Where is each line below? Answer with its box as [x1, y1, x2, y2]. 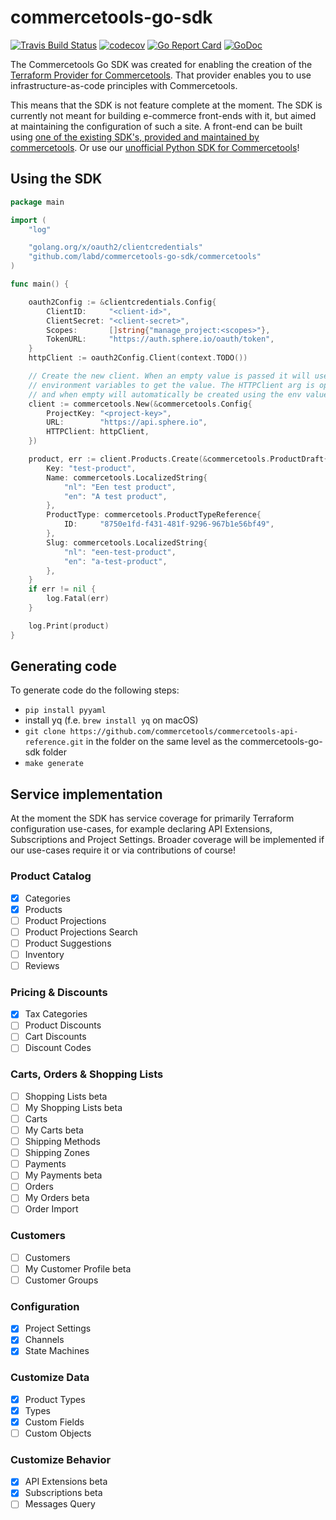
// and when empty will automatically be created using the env [28, 389, 302, 400]
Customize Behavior [10, 1452, 112, 1466]
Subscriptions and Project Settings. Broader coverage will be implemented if [10, 834, 325, 846]
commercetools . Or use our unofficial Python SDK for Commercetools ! [10, 141, 300, 153]
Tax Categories [24, 1008, 88, 1020]
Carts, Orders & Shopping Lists [10, 1067, 164, 1081]
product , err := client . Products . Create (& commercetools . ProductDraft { [28, 454, 329, 464]
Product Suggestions [24, 937, 112, 949]
